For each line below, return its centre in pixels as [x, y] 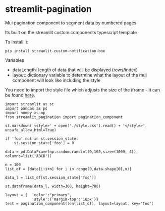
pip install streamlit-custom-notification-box [55, 51]
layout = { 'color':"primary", [38, 195]
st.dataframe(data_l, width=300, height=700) [53, 186]
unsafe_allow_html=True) [31, 130]
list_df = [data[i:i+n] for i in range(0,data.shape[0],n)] [69, 169]
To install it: [17, 42]
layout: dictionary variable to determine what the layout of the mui [80, 75]
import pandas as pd [27, 108]
